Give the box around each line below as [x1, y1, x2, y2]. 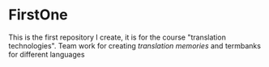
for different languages [8, 49, 85, 59]
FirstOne [8, 6, 69, 24]
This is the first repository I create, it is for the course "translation [8, 32, 227, 42]
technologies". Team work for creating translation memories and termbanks [8, 40, 262, 50]
